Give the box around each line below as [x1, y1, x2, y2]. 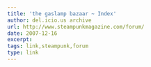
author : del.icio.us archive [7, 17, 92, 24]
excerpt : [7, 36, 33, 43]
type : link [7, 50, 39, 57]
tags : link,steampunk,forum [7, 43, 89, 50]
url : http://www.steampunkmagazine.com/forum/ [7, 23, 145, 30]
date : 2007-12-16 [7, 29, 58, 37]
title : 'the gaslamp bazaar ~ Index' [7, 10, 117, 17]
